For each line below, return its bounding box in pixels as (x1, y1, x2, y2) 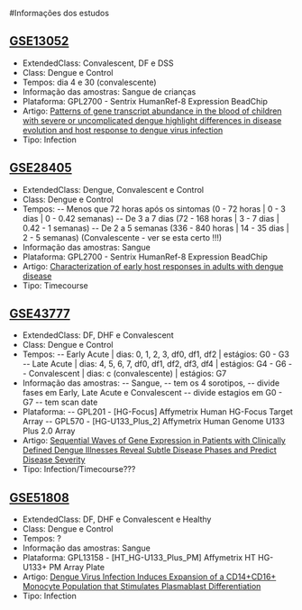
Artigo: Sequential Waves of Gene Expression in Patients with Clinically (22, 435, 286, 446)
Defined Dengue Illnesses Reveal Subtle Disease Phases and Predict (22, 445, 277, 456)
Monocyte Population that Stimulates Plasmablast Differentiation (22, 581, 261, 592)
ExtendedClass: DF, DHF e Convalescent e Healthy (22, 514, 212, 525)
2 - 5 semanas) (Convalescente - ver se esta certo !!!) (22, 232, 223, 242)
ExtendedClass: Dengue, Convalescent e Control (22, 184, 205, 195)
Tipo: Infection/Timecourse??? (22, 464, 136, 475)
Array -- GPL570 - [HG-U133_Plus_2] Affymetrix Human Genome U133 (22, 416, 286, 427)
